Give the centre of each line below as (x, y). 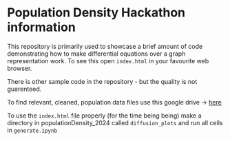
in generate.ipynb (32, 130)
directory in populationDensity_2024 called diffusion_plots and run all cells (115, 122)
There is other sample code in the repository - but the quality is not (102, 81)
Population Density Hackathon (96, 13)
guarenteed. (24, 89)
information (41, 27)
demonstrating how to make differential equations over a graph (96, 54)
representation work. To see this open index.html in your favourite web (108, 61)
